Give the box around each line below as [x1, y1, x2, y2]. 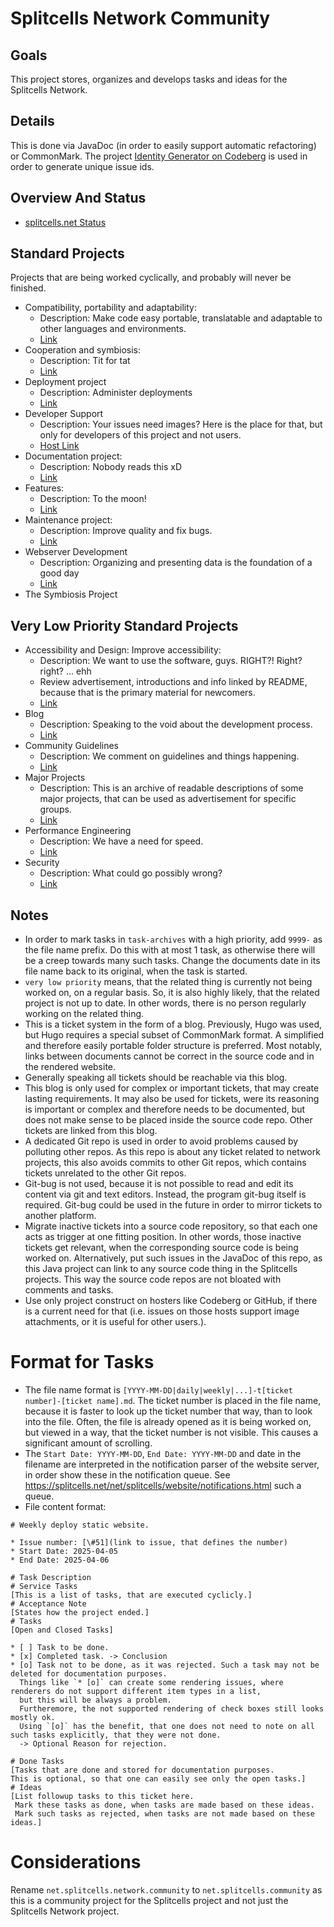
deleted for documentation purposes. [10, 1669, 168, 1679]
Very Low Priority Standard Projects [10, 617, 239, 634]
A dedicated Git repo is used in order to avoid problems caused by [24, 1135, 299, 1147]
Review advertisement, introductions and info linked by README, [39, 676, 308, 688]
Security [24, 857, 60, 869]
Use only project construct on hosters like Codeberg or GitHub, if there [24, 1295, 318, 1307]
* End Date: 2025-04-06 [10, 1555, 110, 1565]
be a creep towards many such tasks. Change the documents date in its [24, 955, 321, 967]
